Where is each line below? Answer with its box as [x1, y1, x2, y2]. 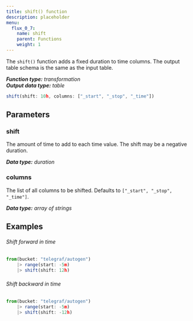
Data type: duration [6, 158, 55, 166]
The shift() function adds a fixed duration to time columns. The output [6, 57, 180, 65]
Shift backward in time [6, 280, 61, 287]
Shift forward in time [6, 238, 56, 245]
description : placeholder [6, 14, 70, 20]
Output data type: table [6, 82, 65, 89]
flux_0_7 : [11, 25, 35, 31]
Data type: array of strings [6, 205, 72, 212]
